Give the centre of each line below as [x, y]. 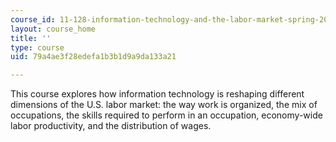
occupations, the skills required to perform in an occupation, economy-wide [166, 115]
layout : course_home [53, 29]
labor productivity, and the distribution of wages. [111, 126]
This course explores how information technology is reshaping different [157, 94]
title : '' [31, 38]
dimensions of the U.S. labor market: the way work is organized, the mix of [164, 105]
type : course [37, 47]
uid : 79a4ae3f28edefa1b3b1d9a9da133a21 [93, 57]
